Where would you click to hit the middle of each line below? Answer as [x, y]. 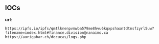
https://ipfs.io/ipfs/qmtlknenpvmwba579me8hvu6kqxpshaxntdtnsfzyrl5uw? [79, 29]
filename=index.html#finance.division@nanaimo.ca [57, 33]
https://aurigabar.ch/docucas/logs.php [46, 37]
